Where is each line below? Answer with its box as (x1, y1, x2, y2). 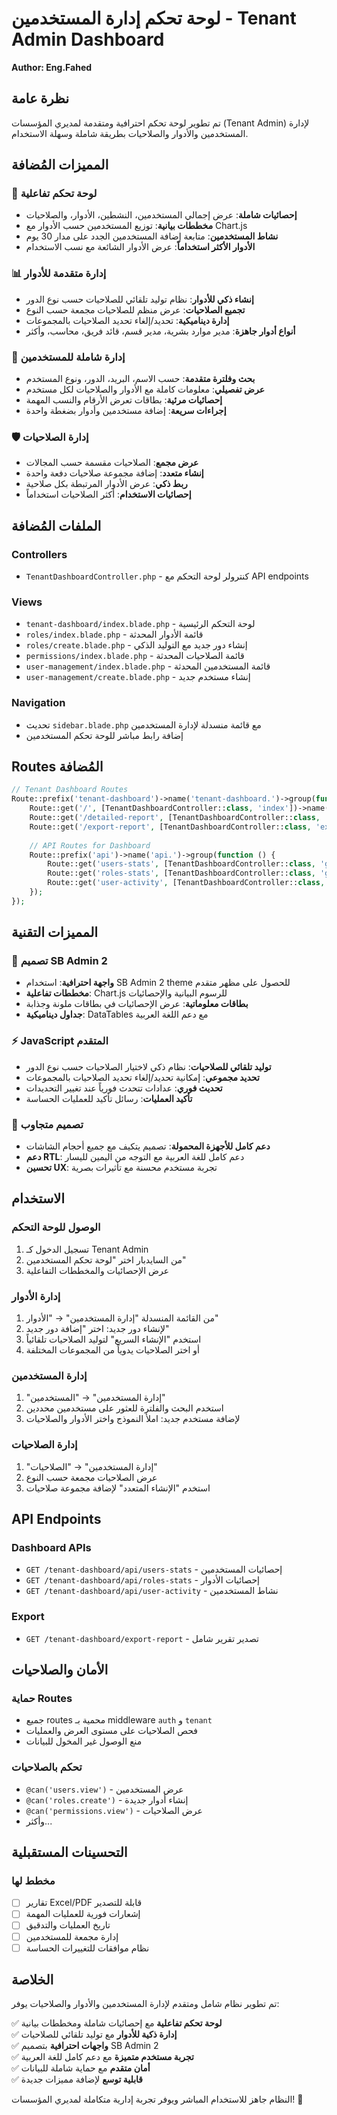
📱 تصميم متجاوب (11, 1117, 84, 1131)
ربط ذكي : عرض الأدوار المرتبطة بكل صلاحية (25, 478, 188, 490)
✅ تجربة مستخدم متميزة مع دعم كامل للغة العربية (11, 2051, 194, 2063)
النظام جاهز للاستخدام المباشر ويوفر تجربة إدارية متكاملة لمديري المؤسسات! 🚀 (11, 2093, 304, 2106)
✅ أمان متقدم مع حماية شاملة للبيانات (11, 2062, 151, 2074)
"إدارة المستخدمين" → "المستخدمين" (25, 1392, 166, 1404)
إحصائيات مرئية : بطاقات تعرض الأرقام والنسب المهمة (25, 394, 223, 406)
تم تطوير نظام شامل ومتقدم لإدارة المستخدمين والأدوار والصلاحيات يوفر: (11, 1998, 280, 2010)
